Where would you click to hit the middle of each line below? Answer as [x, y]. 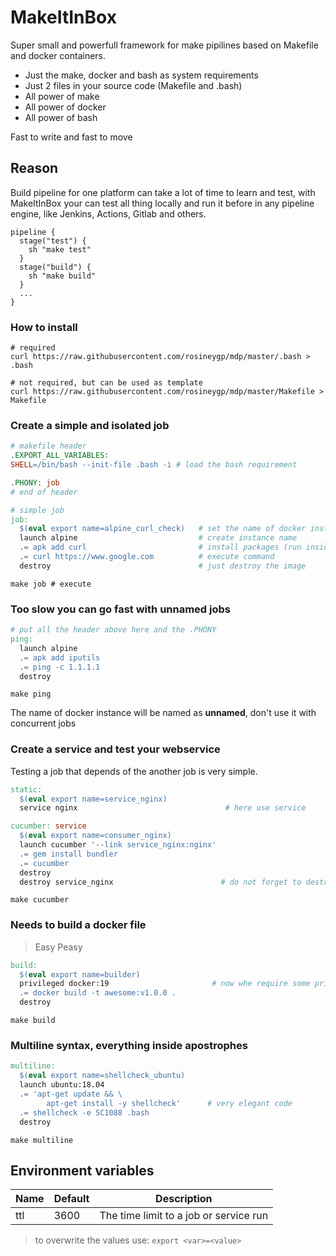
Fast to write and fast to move [71, 137]
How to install [44, 327]
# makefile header [48, 446]
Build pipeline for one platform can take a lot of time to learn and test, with [163, 192]
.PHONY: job [35, 482]
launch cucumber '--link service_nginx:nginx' [118, 845]
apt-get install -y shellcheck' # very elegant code [169, 1103]
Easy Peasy [58, 947]
